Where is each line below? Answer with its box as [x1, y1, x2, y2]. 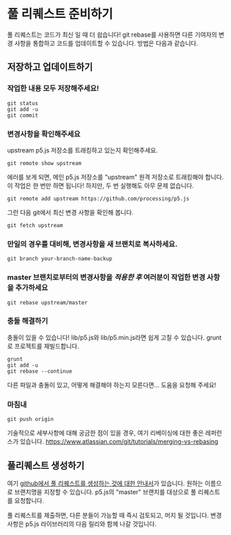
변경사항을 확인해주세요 [7, 129, 81, 139]
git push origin [7, 416, 54, 423]
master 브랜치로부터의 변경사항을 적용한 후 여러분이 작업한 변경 [7, 273, 205, 282]
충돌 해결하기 [7, 316, 48, 326]
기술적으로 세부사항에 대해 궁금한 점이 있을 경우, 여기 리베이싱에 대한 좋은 [7, 429, 204, 437]
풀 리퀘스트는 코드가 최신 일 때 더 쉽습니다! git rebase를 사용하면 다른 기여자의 [7, 30, 217, 39]
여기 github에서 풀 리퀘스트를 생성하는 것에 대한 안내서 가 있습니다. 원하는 [7, 479, 203, 487]
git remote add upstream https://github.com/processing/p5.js [7, 195, 190, 202]
